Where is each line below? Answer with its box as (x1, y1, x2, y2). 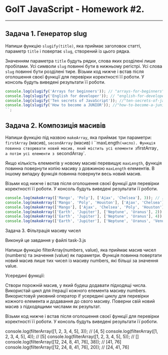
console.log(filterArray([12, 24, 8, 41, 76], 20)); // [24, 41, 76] (5, 344, 129, 350)
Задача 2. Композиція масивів (5, 121, 106, 129)
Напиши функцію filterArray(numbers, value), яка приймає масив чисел (5, 247, 156, 253)
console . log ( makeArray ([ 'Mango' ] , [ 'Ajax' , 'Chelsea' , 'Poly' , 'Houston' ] (5, 204, 164, 209)
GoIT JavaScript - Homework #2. (5, 3, 144, 15)
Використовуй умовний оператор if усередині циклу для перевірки (5, 293, 149, 299)
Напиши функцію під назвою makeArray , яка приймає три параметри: (5, 134, 152, 140)
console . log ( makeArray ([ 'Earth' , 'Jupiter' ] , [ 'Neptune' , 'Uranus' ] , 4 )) (5, 214, 162, 219)
